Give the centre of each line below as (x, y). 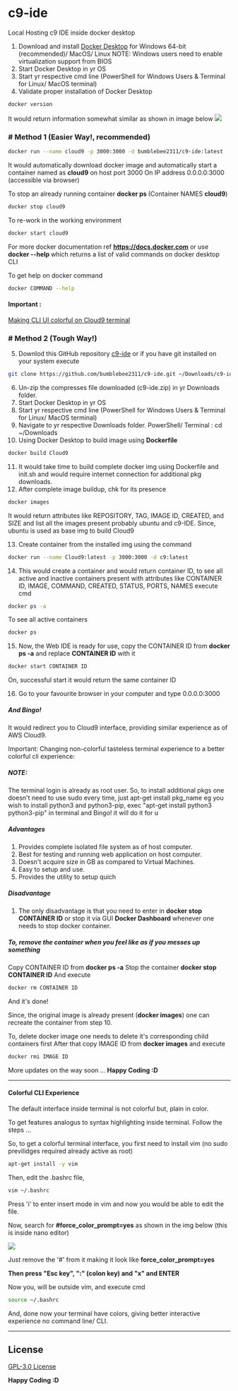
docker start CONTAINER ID (48, 667)
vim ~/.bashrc (29, 1190)
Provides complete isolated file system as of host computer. (105, 847)
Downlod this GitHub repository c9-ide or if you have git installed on (117, 354)
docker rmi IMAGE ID (38, 1056)
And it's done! (28, 1001)
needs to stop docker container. (65, 926)
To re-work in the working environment (65, 220)
